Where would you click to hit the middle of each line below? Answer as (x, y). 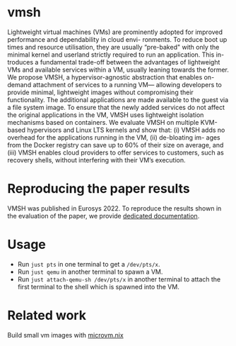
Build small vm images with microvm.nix (65, 335)
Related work (47, 316)
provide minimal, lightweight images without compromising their (101, 92)
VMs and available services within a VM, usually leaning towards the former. (118, 69)
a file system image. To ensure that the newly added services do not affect (116, 107)
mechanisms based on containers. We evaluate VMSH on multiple (103, 122)
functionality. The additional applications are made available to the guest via (118, 99)
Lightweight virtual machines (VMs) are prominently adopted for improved (115, 32)
